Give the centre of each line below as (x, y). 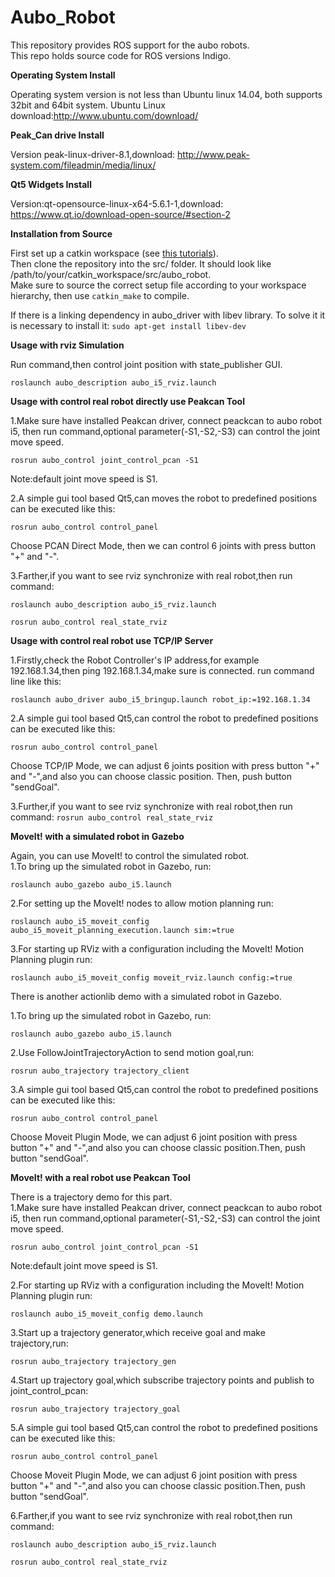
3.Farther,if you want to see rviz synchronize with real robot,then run (151, 575)
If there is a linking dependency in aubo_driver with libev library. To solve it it (168, 315)
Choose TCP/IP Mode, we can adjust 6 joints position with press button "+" (165, 765)
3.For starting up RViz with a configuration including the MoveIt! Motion (157, 948)
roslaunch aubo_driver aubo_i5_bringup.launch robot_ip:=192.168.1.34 (160, 699)
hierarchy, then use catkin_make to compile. (100, 295)
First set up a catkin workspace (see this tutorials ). (114, 253)
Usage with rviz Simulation (67, 345)
